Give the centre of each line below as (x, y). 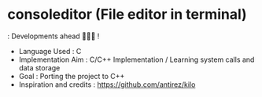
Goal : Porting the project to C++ (72, 76)
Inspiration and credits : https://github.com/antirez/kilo (107, 84)
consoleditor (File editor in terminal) (127, 14)
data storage (39, 67)
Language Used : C (50, 51)
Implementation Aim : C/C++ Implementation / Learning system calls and (137, 59)
